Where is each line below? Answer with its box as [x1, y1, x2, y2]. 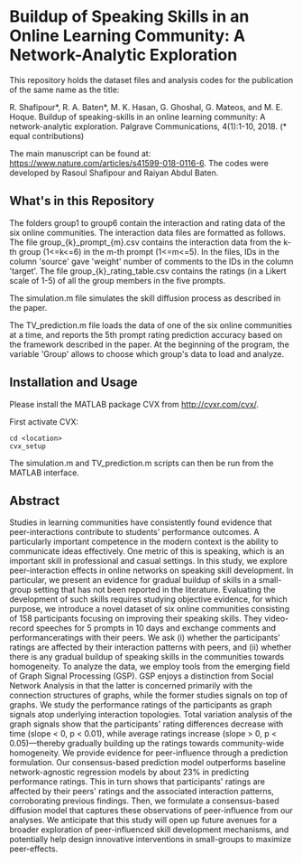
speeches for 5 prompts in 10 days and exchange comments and [35, 623, 277, 633]
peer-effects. [9, 843, 59, 855]
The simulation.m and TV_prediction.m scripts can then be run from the [9, 457, 274, 468]
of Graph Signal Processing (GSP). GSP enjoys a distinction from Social [9, 671, 274, 681]
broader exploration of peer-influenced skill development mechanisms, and [9, 824, 289, 835]
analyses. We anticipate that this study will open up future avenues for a [9, 815, 278, 826]
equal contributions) [9, 130, 85, 141]
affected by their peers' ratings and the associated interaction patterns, [9, 786, 275, 797]
